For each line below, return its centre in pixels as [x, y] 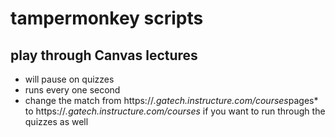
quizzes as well [56, 121]
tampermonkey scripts [107, 18]
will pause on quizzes [69, 79]
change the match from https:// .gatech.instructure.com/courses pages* [171, 100]
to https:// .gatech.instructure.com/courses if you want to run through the [175, 111]
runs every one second [72, 90]
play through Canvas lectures [104, 55]
